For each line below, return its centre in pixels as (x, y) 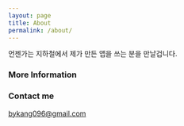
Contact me (31, 96)
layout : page (30, 15)
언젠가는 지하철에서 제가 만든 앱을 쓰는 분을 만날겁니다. (93, 54)
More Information (42, 74)
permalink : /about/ (40, 30)
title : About (30, 23)
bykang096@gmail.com (47, 113)
